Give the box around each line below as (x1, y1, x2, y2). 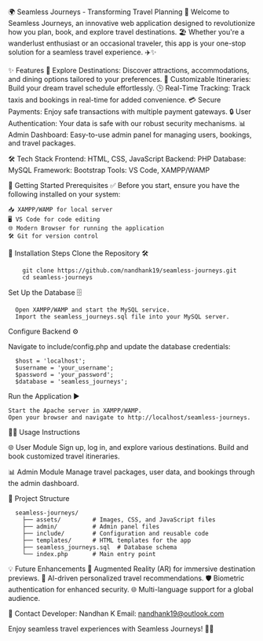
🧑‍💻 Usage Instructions (8, 428, 81, 437)
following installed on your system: (8, 190, 121, 199)
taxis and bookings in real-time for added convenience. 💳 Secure (8, 95, 221, 105)
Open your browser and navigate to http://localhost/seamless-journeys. (8, 414, 251, 422)
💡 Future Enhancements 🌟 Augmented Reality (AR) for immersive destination (8, 564, 256, 573)
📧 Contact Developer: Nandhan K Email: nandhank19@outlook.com (8, 609, 225, 618)
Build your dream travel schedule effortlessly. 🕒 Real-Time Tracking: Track (8, 83, 251, 93)
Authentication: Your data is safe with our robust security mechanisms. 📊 (8, 119, 247, 128)
